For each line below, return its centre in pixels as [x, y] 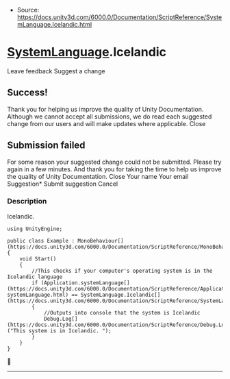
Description [27, 201]
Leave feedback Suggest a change [56, 71]
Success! [27, 93]
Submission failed [46, 146]
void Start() [38, 259]
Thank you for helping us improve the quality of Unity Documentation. [105, 109]
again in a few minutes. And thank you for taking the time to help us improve [114, 169]
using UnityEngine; [35, 229]
